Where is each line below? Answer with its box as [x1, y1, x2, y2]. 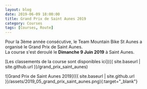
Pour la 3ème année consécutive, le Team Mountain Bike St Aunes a [5, 39, 143, 44]
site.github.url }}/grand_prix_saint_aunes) [5, 64, 88, 70]
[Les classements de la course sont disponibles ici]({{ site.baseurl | [5, 59, 141, 65]
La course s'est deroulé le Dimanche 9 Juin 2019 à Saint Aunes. [5, 49, 135, 55]
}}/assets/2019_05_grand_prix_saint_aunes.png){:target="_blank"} [5, 79, 138, 85]
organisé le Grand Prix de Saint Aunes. [5, 44, 83, 50]
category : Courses [5, 21, 42, 26]
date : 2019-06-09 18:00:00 [5, 12, 60, 17]
